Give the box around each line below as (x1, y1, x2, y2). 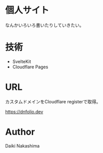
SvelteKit (12, 58, 31, 64)
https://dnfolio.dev (5, 108, 43, 114)
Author (5, 126, 35, 137)
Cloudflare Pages (12, 64, 48, 70)
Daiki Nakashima (5, 142, 40, 148)
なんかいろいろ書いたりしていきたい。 (5, 22, 84, 28)
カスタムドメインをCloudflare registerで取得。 (5, 98, 101, 104)
